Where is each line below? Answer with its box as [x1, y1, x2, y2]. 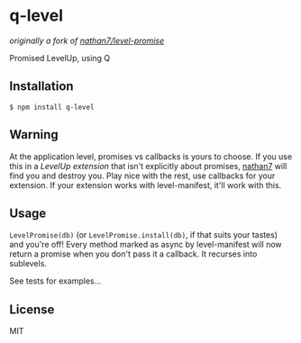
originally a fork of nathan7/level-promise [9, 35, 165, 46]
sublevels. [9, 258, 48, 269]
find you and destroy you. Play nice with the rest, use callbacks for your [9, 170, 276, 181]
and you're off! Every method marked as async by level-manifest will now [9, 239, 282, 250]
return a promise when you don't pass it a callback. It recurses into [9, 248, 258, 259]
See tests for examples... [9, 275, 102, 286]
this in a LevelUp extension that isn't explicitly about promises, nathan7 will [9, 160, 287, 171]
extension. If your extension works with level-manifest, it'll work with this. [9, 179, 282, 190]
